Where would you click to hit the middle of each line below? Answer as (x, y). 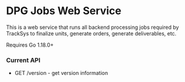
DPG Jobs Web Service (64, 11)
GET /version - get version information (61, 73)
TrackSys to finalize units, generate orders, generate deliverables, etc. (91, 33)
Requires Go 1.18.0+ (30, 45)
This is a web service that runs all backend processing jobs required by (92, 27)
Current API (23, 60)
